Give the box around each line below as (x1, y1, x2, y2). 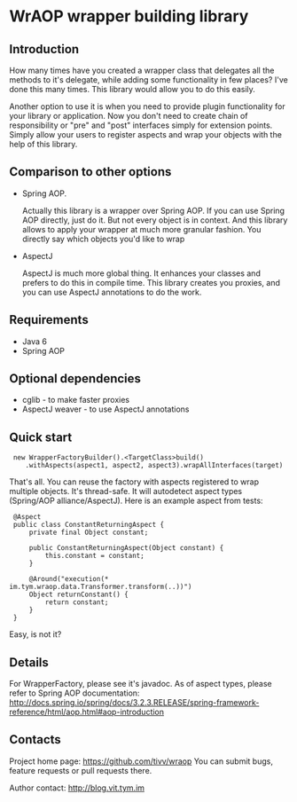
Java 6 (21, 335, 47, 347)
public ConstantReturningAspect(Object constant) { (28, 544, 224, 553)
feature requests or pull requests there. (9, 765, 152, 775)
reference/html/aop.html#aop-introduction (9, 707, 165, 718)
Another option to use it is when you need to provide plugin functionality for (9, 101, 285, 112)
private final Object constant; (28, 528, 149, 538)
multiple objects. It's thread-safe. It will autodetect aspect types (9, 486, 243, 497)
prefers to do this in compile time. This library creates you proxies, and (21, 277, 281, 287)
